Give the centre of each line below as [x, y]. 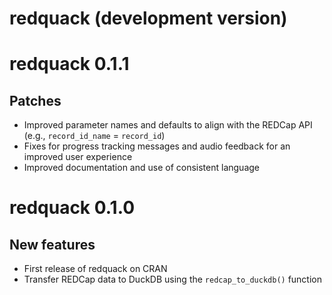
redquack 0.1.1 [69, 64]
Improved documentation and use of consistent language [141, 168]
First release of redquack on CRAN [95, 269]
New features [52, 244]
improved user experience [78, 157]
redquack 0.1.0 [72, 208]
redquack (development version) [148, 18]
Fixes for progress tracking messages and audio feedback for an [157, 146]
